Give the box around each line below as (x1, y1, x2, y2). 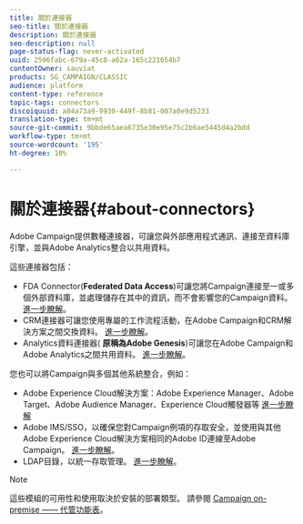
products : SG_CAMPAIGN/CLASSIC (9, 73, 128, 82)
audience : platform (9, 81, 84, 90)
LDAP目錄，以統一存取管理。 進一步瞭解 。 (22, 456, 182, 467)
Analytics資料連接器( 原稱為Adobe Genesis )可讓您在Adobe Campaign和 (22, 338, 294, 348)
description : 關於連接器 (9, 30, 97, 39)
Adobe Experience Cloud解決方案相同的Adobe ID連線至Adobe (22, 433, 257, 444)
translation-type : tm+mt (9, 115, 104, 124)
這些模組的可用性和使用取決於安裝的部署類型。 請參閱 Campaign (9, 492, 252, 503)
